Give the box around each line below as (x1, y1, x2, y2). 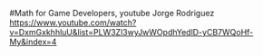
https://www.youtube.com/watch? (9, 17, 137, 28)
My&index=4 (9, 36, 57, 47)
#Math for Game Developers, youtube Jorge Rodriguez (9, 8, 215, 18)
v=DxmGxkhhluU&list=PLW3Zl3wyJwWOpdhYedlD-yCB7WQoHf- (9, 27, 254, 37)
